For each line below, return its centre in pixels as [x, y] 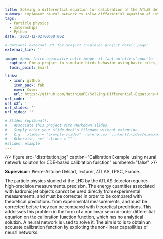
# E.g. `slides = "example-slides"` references [56, 134]
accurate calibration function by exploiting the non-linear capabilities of [76, 227]
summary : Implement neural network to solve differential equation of [78, 14]
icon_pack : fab [29, 85]
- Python [18, 32]
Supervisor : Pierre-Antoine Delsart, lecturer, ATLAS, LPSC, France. [73, 172]
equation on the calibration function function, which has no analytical [74, 217]
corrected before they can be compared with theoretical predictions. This [78, 207]
